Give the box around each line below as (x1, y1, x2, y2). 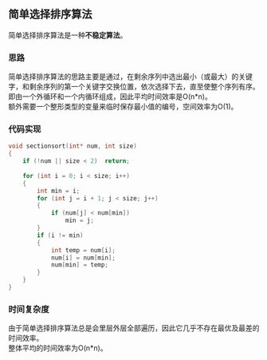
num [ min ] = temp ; (50, 261, 109, 269)
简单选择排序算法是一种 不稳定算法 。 (8, 30, 128, 40)
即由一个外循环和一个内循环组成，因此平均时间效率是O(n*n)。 (8, 92, 213, 101)
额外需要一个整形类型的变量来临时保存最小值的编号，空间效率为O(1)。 (8, 102, 238, 112)
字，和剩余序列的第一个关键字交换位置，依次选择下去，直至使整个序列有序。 (8, 82, 260, 92)
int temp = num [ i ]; (50, 246, 116, 254)
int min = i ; (37, 187, 80, 195)
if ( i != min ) (37, 231, 84, 239)
